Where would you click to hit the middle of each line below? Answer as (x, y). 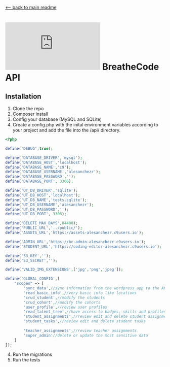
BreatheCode (131, 67)
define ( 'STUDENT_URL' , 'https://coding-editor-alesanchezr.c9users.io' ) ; (83, 246)
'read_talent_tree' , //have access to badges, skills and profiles (95, 312)
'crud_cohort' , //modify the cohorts (62, 302)
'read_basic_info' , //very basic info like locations (80, 293)
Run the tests (26, 360)
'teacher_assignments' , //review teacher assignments (80, 330)
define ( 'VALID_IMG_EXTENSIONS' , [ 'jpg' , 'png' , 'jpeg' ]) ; (64, 270)
